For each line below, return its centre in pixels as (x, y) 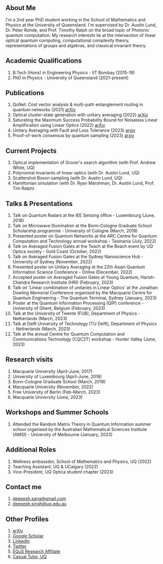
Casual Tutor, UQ (30, 557)
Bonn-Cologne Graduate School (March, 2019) (59, 381)
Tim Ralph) (23, 188)
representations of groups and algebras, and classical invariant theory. (76, 45)
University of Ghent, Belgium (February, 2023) (59, 308)
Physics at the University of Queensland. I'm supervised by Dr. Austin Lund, (81, 25)
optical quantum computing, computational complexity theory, (68, 40)
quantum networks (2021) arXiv (44, 110)
